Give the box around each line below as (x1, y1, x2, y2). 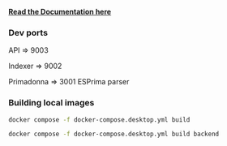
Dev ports (8, 27, 49, 38)
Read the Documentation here (8, 7, 112, 16)
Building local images (8, 97, 95, 109)
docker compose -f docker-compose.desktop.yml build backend (8, 130, 220, 139)
